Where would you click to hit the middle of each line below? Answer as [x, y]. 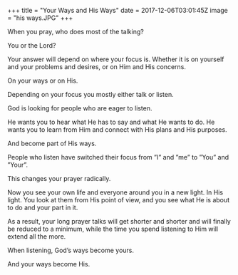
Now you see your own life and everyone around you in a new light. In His [115, 192]
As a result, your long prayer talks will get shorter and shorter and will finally [119, 221]
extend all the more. [37, 237]
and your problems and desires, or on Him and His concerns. [97, 67]
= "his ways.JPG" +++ [40, 18]
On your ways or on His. [43, 81]
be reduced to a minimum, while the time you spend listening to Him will [113, 229]
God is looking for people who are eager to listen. [80, 108]
